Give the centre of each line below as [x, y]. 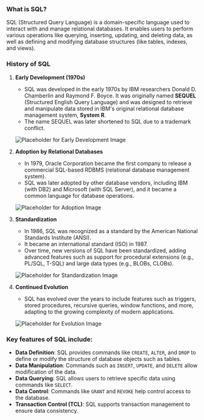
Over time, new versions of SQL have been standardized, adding [105, 250]
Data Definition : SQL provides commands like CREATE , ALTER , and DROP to [105, 352]
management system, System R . [65, 115]
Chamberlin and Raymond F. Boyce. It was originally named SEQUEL [110, 96]
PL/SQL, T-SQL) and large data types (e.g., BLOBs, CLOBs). [99, 263]
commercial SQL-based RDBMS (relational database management [107, 170]
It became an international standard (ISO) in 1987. [86, 244]
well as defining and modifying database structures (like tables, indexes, [97, 42]
